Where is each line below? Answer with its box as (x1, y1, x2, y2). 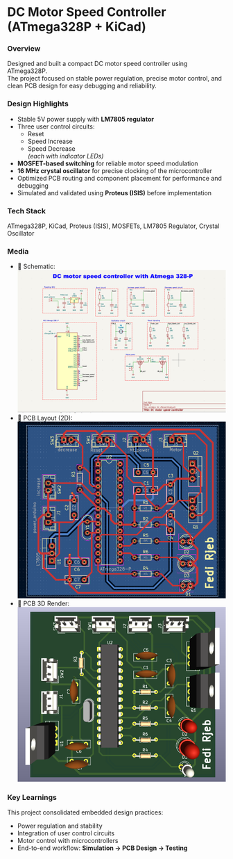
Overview (7, 44, 41, 54)
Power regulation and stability (17, 821, 103, 830)
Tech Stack (7, 206, 46, 215)
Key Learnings (7, 792, 58, 802)
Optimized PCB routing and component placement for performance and (17, 174, 222, 182)
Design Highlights (7, 99, 69, 108)
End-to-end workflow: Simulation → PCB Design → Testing (17, 844, 188, 852)
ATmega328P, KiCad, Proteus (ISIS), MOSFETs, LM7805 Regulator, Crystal (7, 222, 220, 230)
